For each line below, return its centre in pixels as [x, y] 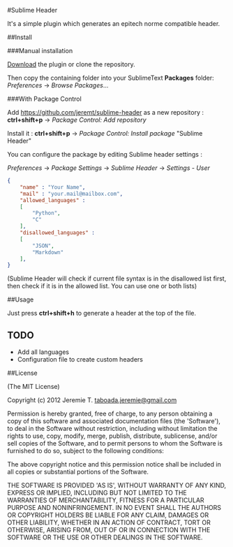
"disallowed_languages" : [58, 233]
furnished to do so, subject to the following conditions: [85, 451]
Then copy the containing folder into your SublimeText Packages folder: [111, 78]
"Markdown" [48, 252]
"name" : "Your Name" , [53, 187]
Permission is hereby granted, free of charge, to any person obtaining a [110, 414]
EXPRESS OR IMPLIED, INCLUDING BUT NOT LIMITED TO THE [97, 493]
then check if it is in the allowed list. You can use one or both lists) [102, 286]
